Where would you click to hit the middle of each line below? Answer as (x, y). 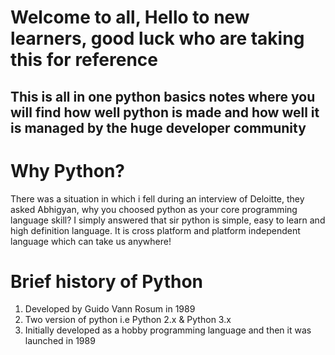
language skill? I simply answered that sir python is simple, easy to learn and (168, 220)
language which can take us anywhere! (91, 241)
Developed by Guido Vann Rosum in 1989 (110, 309)
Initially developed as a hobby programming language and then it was (168, 330)
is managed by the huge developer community (158, 127)
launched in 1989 (60, 341)
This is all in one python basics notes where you (163, 96)
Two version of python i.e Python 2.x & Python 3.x (128, 320)
